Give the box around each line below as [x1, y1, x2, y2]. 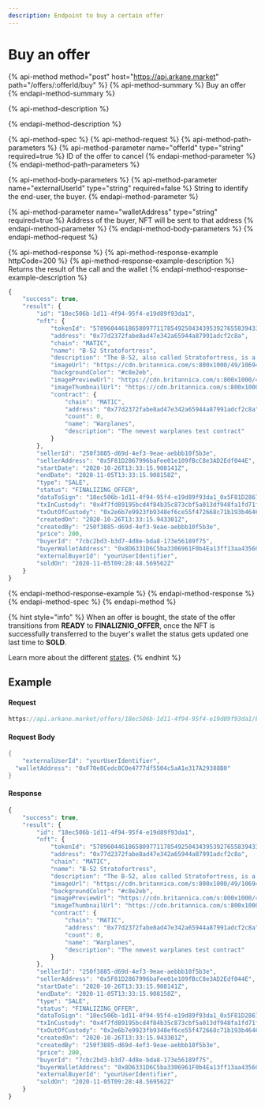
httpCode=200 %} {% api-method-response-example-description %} [8, 256, 235, 265]
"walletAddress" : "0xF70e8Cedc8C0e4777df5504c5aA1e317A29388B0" [15, 764, 231, 772]
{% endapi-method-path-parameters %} [8, 160, 140, 169]
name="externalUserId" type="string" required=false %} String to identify [8, 183, 248, 193]
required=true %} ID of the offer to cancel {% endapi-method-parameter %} [8, 151, 256, 160]
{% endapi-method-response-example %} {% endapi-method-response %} [8, 588, 255, 598]
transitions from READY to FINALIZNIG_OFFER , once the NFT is [8, 621, 215, 630]
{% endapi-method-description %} [8, 119, 122, 129]
